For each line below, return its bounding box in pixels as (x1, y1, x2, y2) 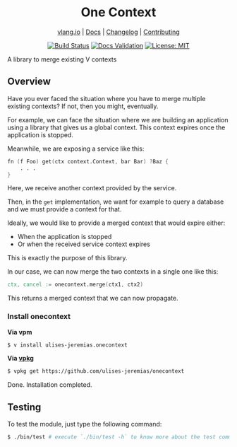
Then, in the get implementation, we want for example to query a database (7, 197, 224, 206)
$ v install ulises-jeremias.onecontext (7, 341, 128, 349)
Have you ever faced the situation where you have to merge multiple (7, 94, 206, 103)
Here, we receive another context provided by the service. (7, 184, 177, 192)
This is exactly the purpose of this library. (7, 254, 128, 262)
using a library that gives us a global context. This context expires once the (7, 123, 226, 132)
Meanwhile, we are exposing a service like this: (7, 144, 145, 153)
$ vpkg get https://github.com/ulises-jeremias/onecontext (7, 368, 185, 375)
